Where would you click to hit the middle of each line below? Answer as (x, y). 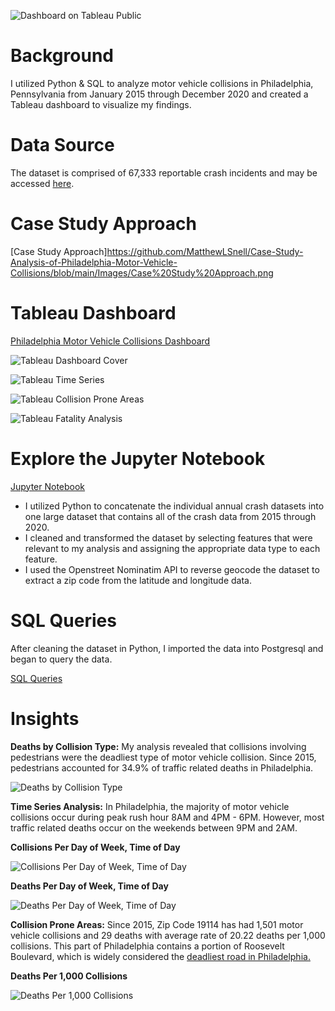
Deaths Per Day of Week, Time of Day (89, 886)
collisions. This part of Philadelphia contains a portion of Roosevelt (147, 946)
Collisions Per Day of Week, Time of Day (95, 847)
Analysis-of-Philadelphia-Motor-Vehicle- (94, 262)
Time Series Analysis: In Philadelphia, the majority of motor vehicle (150, 806)
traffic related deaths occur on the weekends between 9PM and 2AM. (154, 827)
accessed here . (42, 183)
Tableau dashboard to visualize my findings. (101, 104)
